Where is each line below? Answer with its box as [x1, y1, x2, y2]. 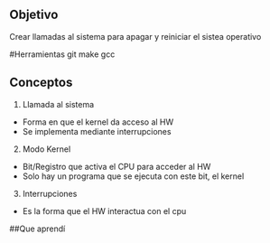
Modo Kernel [22, 144, 71, 154]
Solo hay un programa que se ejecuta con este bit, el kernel [22, 171, 245, 182]
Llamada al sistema [22, 98, 95, 109]
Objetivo [9, 7, 59, 23]
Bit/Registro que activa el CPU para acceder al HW [22, 161, 211, 172]
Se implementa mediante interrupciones [22, 126, 172, 136]
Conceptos [9, 75, 73, 90]
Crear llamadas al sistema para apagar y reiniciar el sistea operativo [9, 31, 262, 42]
